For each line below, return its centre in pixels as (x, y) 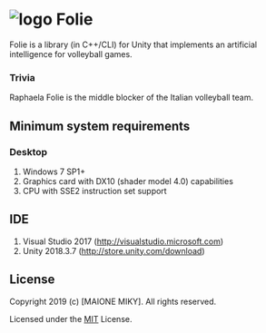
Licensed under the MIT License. (71, 318)
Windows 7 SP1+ (54, 171)
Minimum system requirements (100, 126)
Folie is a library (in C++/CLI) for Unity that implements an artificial (133, 44)
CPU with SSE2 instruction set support (94, 191)
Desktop (29, 152)
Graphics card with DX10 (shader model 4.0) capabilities (128, 181)
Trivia (22, 77)
